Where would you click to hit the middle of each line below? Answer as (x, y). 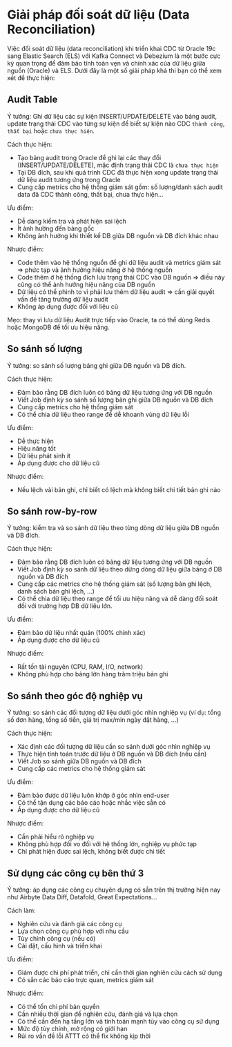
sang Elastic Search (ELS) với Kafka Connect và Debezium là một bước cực (114, 56)
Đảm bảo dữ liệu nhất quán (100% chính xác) (81, 633)
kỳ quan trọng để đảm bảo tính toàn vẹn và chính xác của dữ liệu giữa (106, 63)
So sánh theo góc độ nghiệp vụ (75, 696)
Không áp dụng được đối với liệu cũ (68, 306)
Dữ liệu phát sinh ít (44, 456)
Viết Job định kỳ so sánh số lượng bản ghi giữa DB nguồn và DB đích (115, 400)
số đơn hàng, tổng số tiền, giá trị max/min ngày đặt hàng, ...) (93, 720)
